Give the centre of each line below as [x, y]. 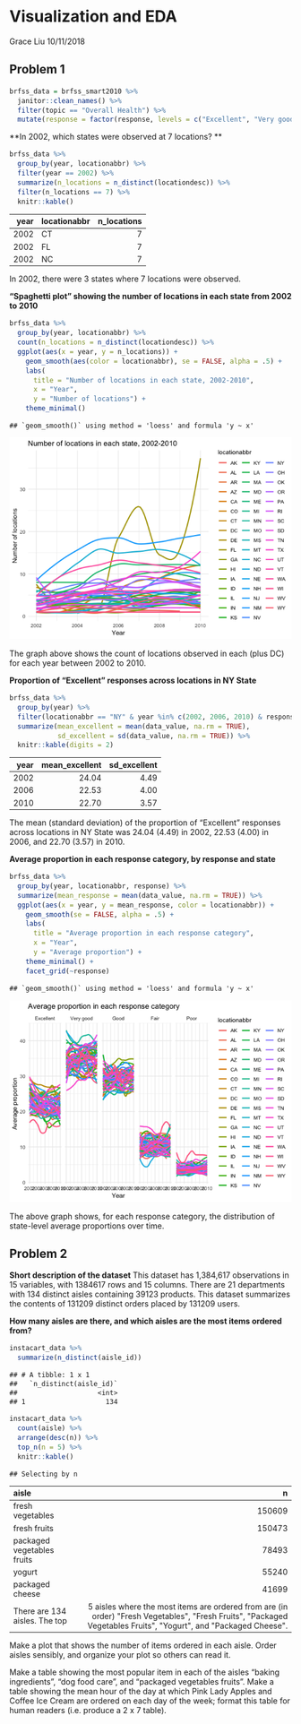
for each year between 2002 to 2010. [77, 663]
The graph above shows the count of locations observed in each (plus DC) [147, 653]
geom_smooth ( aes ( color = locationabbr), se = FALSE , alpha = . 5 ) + [154, 361]
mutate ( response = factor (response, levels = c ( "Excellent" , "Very [146, 120]
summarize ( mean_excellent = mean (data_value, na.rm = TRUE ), [134, 726]
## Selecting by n [43, 1474]
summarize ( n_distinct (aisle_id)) [80, 1358]
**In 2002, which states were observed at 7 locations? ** [116, 137]
